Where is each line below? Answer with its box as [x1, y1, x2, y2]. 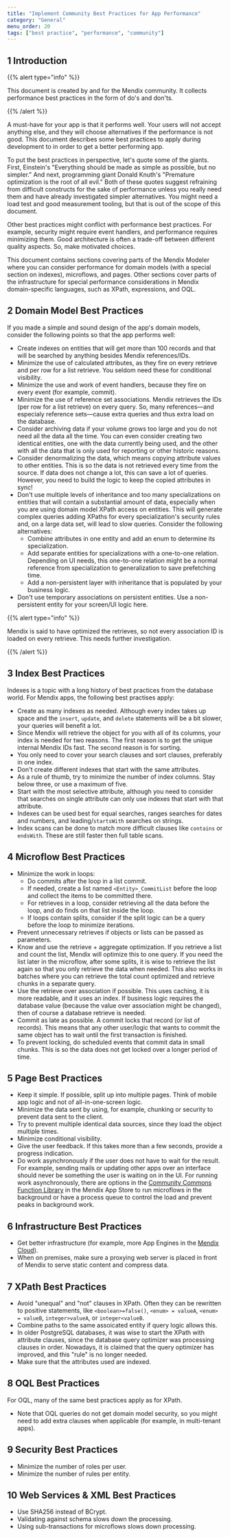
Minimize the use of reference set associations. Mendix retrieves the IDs [16, 395, 222, 403]
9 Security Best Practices [7, 1444, 118, 1456]
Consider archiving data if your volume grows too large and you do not [16, 425, 218, 433]
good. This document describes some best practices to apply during [7, 135, 201, 143]
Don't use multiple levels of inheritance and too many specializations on [16, 490, 221, 498]
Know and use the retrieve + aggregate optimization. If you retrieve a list [16, 942, 222, 951]
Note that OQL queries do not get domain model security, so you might [16, 1409, 218, 1417]
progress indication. [16, 1149, 74, 1158]
